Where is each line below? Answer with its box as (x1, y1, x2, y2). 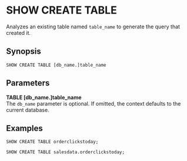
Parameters (6, 78, 50, 88)
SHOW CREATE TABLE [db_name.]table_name (6, 62, 107, 68)
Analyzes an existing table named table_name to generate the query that (6, 23, 181, 30)
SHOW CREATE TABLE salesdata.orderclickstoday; (6, 149, 125, 155)
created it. (6, 29, 31, 36)
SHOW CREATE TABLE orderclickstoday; (6, 139, 99, 145)
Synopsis (6, 47, 41, 57)
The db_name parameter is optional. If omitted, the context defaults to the (6, 100, 181, 107)
